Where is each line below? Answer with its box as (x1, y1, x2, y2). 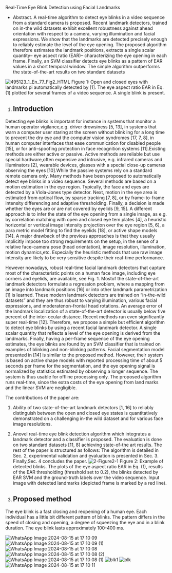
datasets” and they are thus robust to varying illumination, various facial (5, 297, 158, 303)
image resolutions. (12, 421, 52, 427)
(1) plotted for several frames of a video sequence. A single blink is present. (5, 90, 165, 95)
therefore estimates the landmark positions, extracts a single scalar (12, 47, 156, 53)
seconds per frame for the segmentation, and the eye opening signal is (5, 362, 156, 369)
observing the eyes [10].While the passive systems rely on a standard (5, 167, 152, 174)
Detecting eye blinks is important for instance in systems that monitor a (5, 118, 156, 124)
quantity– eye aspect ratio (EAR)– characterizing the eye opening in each (12, 52, 167, 59)
